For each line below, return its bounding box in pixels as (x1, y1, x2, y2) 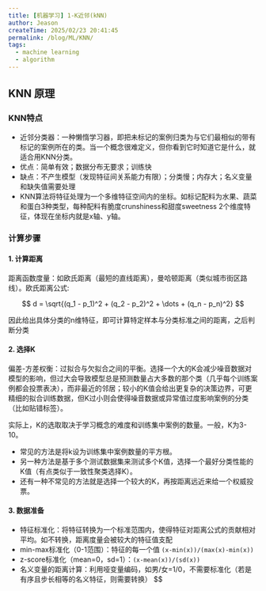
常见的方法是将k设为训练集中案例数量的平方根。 (19, 446, 177, 456)
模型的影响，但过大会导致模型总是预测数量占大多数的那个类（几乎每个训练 (8, 373, 251, 383)
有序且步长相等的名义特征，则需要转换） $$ (19, 574, 163, 584)
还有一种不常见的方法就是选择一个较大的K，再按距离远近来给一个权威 (19, 476, 247, 486)
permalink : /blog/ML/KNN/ (8, 33, 93, 42)
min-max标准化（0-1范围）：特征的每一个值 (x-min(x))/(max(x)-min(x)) (19, 545, 254, 555)
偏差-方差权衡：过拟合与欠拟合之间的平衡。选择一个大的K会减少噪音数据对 (8, 363, 252, 373)
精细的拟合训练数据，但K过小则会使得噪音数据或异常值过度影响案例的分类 (8, 393, 249, 403)
